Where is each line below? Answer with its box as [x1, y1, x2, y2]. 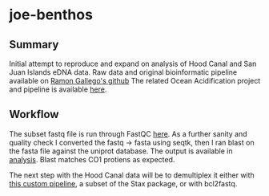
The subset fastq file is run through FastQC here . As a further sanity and [9, 129, 247, 138]
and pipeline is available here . [9, 84, 107, 94]
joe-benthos [9, 6, 93, 24]
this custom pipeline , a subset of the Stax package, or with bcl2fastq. [9, 178, 238, 188]
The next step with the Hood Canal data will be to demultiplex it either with [9, 170, 255, 180]
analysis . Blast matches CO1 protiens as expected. [9, 154, 175, 164]
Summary [9, 38, 59, 51]
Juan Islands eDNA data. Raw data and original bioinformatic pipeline [9, 67, 238, 77]
